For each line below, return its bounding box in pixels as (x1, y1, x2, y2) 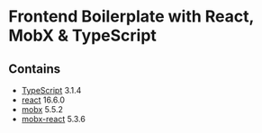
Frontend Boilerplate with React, (8, 6, 254, 27)
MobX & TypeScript (8, 25, 157, 46)
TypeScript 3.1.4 (21, 85, 82, 95)
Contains (8, 61, 60, 76)
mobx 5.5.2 (21, 104, 64, 114)
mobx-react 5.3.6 (21, 114, 86, 124)
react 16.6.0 (21, 94, 65, 105)
